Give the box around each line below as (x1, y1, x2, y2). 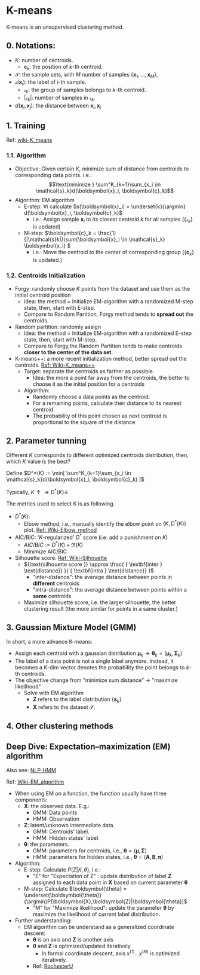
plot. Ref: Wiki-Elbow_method (23, 526, 97, 534)
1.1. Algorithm (6, 151, 47, 160)
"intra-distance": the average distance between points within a (32, 586, 187, 593)
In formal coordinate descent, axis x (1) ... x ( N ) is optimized (41, 949, 180, 957)
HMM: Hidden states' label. (32, 834, 100, 842)
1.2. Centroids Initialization (6, 272, 85, 280)
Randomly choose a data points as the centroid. (32, 393, 150, 400)
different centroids (32, 580, 79, 587)
